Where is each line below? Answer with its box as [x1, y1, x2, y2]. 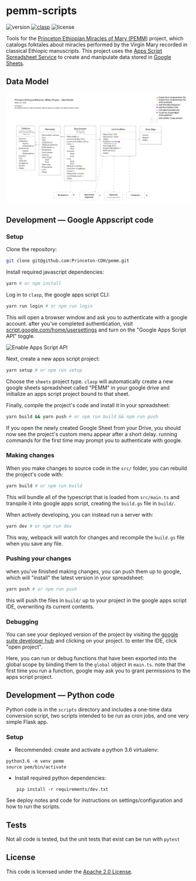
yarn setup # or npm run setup [6, 367, 82, 373]
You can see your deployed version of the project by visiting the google [6, 631, 178, 638]
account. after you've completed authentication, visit [6, 320, 133, 327]
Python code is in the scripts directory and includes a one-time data [6, 706, 172, 713]
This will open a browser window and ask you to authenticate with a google [6, 313, 188, 320]
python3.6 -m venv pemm [6, 759, 64, 764]
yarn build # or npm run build [6, 483, 82, 489]
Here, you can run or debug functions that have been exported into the [6, 655, 177, 662]
